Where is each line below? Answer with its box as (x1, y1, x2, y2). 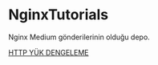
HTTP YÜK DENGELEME (8, 47, 89, 57)
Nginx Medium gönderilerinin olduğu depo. (8, 32, 150, 42)
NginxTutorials (8, 6, 109, 24)
